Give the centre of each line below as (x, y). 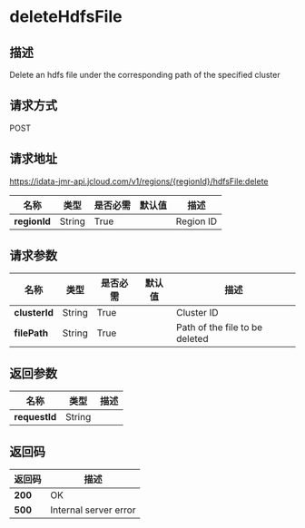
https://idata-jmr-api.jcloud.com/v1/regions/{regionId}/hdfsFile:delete (139, 181)
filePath (31, 333)
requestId (35, 417)
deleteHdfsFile (66, 17)
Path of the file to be (219, 328)
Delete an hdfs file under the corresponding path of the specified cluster (145, 75)
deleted (192, 339)
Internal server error (93, 510)
